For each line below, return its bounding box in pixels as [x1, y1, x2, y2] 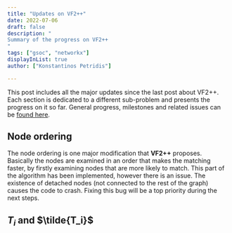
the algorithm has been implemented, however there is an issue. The [7, 171, 206, 180]
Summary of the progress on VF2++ [7, 36, 109, 44]
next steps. [7, 194, 40, 202]
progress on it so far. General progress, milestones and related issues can [7, 102, 221, 111]
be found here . [7, 110, 51, 119]
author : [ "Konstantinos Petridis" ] [7, 62, 112, 69]
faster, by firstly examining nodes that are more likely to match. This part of [7, 164, 225, 173]
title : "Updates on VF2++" [7, 10, 86, 18]
